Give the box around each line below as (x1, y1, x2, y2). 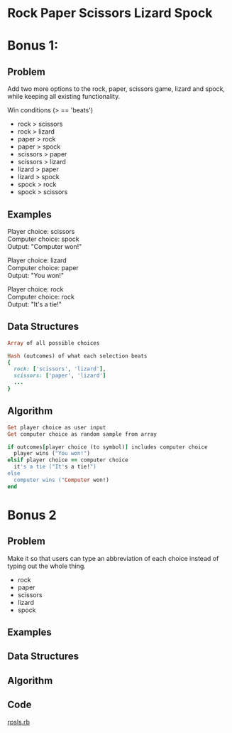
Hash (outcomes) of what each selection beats (7, 352, 148, 360)
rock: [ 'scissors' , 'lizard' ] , (13, 365, 106, 373)
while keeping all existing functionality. (7, 92, 121, 101)
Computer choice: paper (7, 264, 79, 272)
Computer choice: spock (7, 235, 79, 243)
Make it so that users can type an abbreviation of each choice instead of (7, 554, 219, 562)
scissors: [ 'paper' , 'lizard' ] (13, 372, 106, 380)
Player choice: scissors (7, 228, 75, 235)
